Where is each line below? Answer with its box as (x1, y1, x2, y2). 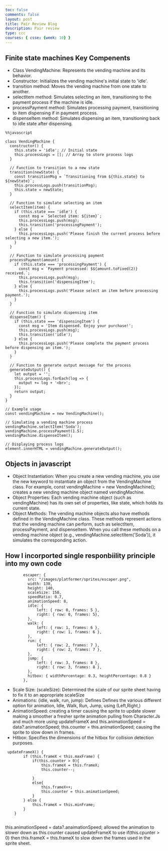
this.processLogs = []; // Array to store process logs (14, 152, 134, 157)
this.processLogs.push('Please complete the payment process (18, 341, 149, 346)
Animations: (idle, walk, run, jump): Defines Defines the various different (12, 698, 161, 704)
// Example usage (5, 407, 42, 412)
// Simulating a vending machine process (5, 420, 93, 425)
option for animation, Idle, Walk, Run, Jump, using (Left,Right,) (12, 703, 141, 709)
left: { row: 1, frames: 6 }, (37, 625, 100, 630)
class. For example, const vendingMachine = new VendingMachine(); (12, 483, 155, 489)
